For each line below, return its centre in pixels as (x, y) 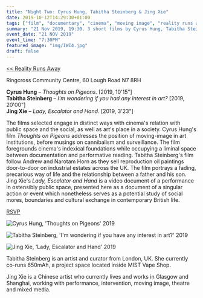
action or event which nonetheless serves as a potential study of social (95, 193)
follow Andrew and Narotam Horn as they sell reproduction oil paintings (95, 161)
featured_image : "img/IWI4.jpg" (47, 46)
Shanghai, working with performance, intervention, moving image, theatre (98, 283)
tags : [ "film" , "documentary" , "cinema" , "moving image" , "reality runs (100, 23)
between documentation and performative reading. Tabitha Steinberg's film (100, 155)
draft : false (23, 51)
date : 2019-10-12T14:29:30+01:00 (48, 18)
